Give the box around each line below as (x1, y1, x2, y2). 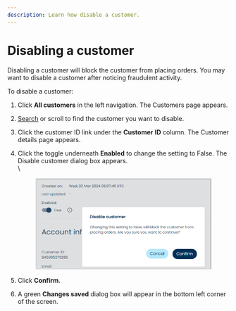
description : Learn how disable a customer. (7, 11, 140, 18)
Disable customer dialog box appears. (17, 156, 128, 165)
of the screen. (17, 298, 58, 306)
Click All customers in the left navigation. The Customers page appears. (17, 101, 228, 109)
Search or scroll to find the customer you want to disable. (17, 114, 185, 122)
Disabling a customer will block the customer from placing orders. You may (7, 65, 225, 74)
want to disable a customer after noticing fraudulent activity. (7, 73, 182, 82)
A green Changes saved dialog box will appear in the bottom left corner (17, 290, 227, 298)
